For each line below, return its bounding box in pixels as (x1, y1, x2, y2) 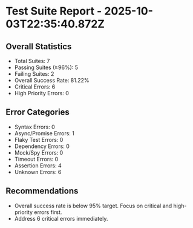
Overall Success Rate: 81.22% (14, 77, 90, 84)
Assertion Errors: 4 (14, 162, 62, 169)
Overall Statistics (5, 41, 72, 52)
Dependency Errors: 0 (14, 142, 70, 150)
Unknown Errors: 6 (14, 168, 62, 175)
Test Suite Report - (5, 4, 102, 18)
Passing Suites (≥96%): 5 (14, 64, 79, 71)
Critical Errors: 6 (14, 83, 56, 90)
